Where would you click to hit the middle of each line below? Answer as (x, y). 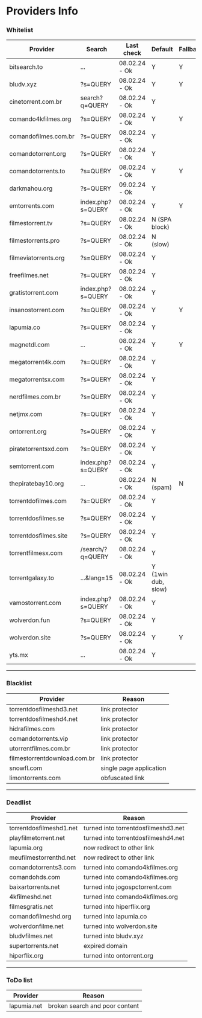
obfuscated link (123, 778)
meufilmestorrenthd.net (43, 857)
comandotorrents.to (37, 171)
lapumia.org (26, 848)
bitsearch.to (26, 67)
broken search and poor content (93, 1006)
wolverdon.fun (30, 620)
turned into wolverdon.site (120, 926)
